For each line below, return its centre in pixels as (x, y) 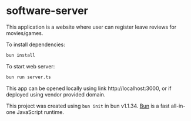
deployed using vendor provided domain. (56, 94)
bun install (21, 55)
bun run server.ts (29, 77)
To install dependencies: (36, 44)
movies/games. (25, 33)
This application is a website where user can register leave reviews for (91, 27)
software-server (47, 11)
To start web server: (31, 66)
